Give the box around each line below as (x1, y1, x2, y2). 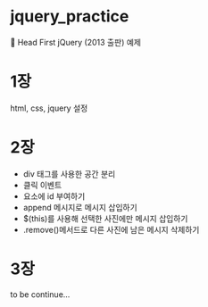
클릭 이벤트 (22, 179, 62, 190)
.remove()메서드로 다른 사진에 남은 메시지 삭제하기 (22, 224, 200, 235)
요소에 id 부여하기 (22, 190, 86, 202)
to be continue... (10, 288, 71, 300)
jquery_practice (10, 6, 129, 27)
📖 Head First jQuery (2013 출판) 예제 (10, 37, 142, 47)
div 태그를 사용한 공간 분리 (22, 168, 116, 179)
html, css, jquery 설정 (10, 103, 88, 113)
